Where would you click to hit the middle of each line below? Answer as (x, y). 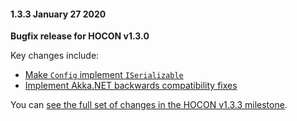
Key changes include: (55, 56)
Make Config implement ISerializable (104, 75)
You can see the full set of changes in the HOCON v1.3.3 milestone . (149, 105)
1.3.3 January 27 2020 (58, 14)
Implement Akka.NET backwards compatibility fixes (131, 86)
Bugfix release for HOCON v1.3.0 (80, 36)
